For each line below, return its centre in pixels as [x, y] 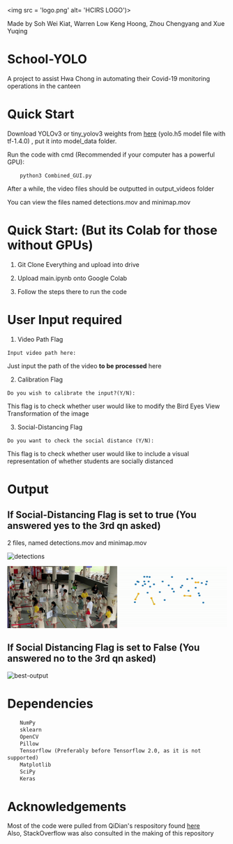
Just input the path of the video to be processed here [84, 365]
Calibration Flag [40, 379]
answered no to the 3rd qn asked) [82, 659]
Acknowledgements [67, 807]
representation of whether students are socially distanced [90, 461]
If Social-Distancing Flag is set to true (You [102, 515]
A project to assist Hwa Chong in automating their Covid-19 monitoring [109, 78]
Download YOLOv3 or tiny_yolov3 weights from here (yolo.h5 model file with [116, 133]
